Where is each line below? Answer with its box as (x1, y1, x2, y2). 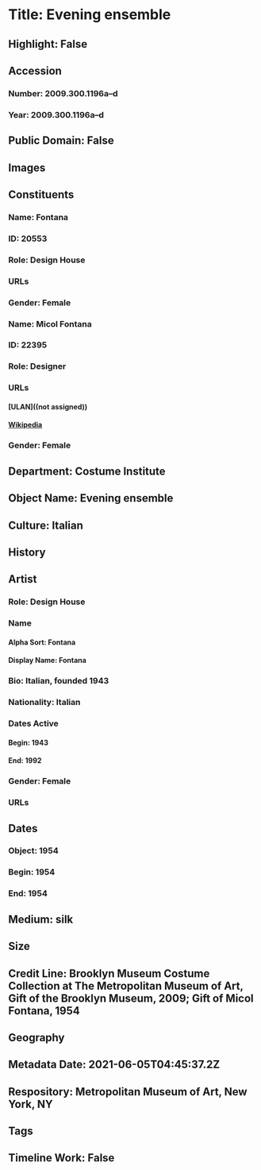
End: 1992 (8, 756, 42, 765)
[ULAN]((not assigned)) (8, 401, 88, 411)
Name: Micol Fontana (8, 318, 93, 329)
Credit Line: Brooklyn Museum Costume (8, 967, 210, 980)
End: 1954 (8, 888, 48, 899)
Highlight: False (8, 37, 88, 51)
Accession (8, 64, 62, 77)
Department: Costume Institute (8, 464, 166, 478)
